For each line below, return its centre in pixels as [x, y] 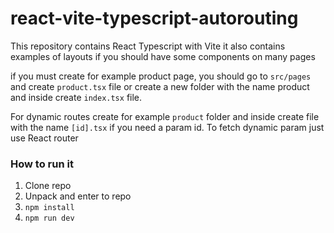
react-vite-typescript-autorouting [154, 18]
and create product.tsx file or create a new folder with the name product [160, 86]
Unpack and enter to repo [78, 196]
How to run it [42, 164]
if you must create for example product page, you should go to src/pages [161, 76]
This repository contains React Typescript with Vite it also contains [148, 46]
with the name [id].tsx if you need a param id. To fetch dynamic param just [167, 127]
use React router [44, 138]
